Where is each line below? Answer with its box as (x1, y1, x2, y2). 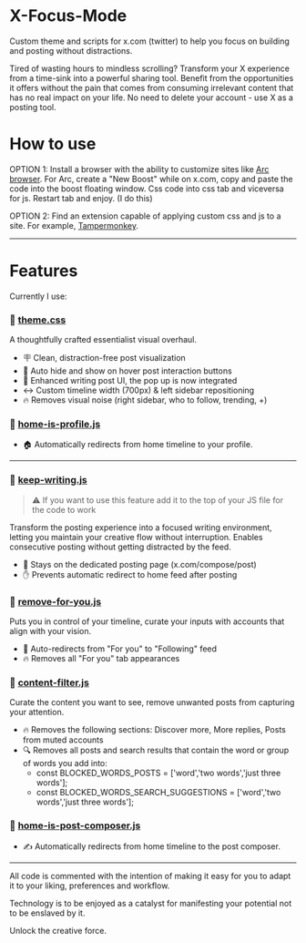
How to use (9, 134, 97, 155)
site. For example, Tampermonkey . (9, 220, 139, 231)
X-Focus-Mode (9, 5, 127, 26)
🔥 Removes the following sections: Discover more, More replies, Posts (22, 724, 287, 735)
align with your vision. (9, 626, 92, 636)
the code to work (31, 504, 97, 515)
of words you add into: (22, 758, 107, 769)
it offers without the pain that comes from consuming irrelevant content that (9, 82, 294, 93)
